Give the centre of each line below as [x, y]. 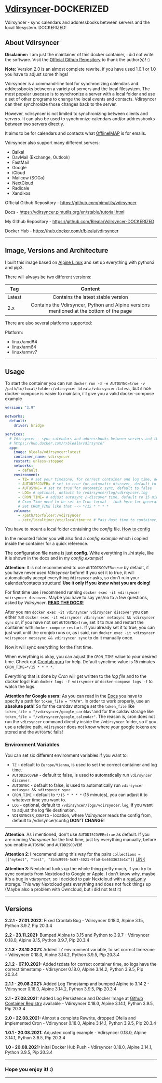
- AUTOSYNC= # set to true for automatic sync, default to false [85, 488]
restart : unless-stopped [39, 462]
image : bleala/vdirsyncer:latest [47, 452]
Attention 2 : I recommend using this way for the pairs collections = [73, 854]
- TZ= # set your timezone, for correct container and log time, [85, 479]
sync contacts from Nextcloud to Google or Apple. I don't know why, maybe [80, 874]
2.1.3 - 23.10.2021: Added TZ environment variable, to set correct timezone [80, 950]
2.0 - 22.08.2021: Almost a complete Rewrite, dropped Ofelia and [70, 1018]
